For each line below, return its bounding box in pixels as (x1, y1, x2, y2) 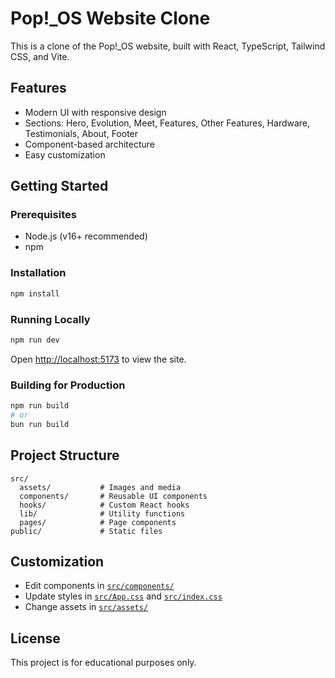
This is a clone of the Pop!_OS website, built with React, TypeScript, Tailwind (10, 40, 326, 52)
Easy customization (24, 148, 106, 161)
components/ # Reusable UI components (19, 491, 208, 501)
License (10, 630, 61, 647)
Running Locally (10, 312, 91, 326)
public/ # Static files (10, 526, 163, 536)
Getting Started (10, 178, 109, 195)
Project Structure (10, 447, 120, 464)
